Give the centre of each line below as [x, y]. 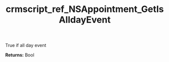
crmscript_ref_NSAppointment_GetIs [85, 9]
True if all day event [26, 45]
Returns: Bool [20, 55]
